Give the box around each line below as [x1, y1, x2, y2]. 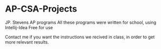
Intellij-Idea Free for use [5, 24, 53, 30]
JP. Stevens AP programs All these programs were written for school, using [5, 19, 157, 25]
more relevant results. [5, 39, 49, 45]
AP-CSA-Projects [5, 3, 77, 15]
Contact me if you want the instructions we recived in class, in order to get [5, 34, 155, 40]
